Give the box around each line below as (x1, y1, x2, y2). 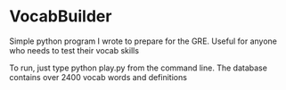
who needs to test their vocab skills (9, 45, 140, 55)
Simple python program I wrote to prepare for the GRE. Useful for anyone (9, 36, 278, 46)
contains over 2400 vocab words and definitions (9, 71, 187, 82)
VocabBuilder (9, 6, 112, 27)
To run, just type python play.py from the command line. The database (9, 62, 267, 73)
